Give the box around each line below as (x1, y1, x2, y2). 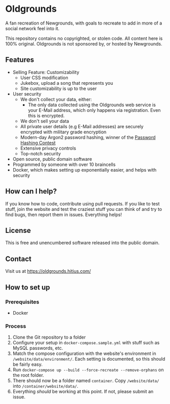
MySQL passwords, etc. (12, 345, 63, 351)
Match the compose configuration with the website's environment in (12, 350, 157, 357)
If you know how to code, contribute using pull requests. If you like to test (5, 200, 160, 207)
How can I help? (5, 187, 57, 196)
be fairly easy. (12, 361, 43, 368)
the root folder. (12, 372, 44, 378)
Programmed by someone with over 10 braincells (12, 161, 116, 168)
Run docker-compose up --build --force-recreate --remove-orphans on (12, 367, 164, 373)
